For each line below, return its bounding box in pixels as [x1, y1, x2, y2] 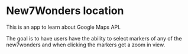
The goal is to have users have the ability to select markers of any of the [6, 35, 182, 42]
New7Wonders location [6, 4, 124, 18]
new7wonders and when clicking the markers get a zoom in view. [6, 41, 166, 48]
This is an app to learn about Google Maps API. [6, 23, 121, 31]
